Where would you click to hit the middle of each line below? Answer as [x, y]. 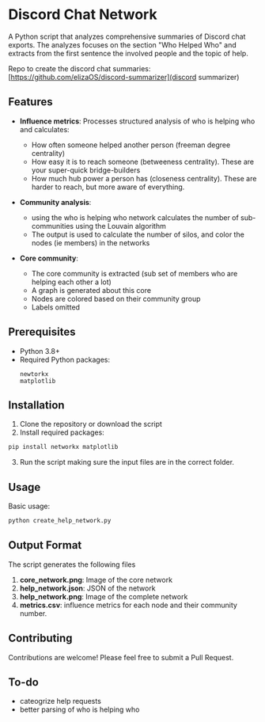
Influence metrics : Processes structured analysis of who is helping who [137, 121]
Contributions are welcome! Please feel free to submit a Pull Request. [121, 657]
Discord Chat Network [83, 15]
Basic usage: [29, 506]
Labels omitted [56, 307]
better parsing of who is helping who [79, 709]
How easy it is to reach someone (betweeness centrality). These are [143, 161]
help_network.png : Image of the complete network [104, 596]
